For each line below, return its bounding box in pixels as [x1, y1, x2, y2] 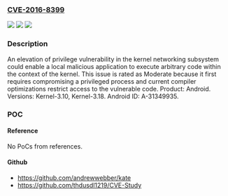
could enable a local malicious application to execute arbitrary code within [7, 62, 222, 70]
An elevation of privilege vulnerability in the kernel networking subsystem [7, 54, 219, 63]
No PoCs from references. [7, 142, 83, 151]
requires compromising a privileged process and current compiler [7, 77, 197, 85]
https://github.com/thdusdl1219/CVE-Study [17, 181, 142, 189]
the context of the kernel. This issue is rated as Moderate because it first [7, 70, 217, 78]
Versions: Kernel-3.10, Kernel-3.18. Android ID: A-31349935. [7, 92, 180, 100]
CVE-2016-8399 [7, 5, 65, 15]
